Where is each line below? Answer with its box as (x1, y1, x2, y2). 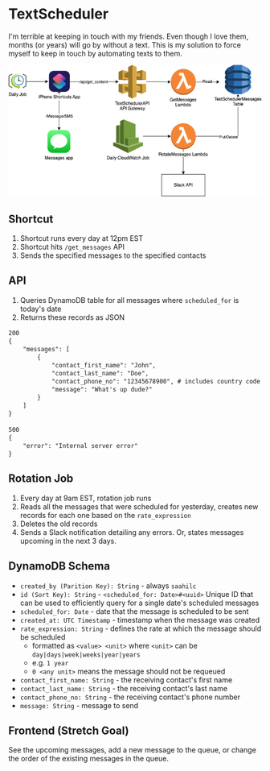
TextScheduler (8, 5, 109, 23)
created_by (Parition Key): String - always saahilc (19, 581, 197, 591)
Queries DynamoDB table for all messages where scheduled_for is (19, 295, 239, 305)
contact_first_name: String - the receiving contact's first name (19, 674, 233, 685)
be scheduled (19, 632, 66, 641)
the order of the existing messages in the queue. (8, 754, 170, 764)
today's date (19, 304, 62, 313)
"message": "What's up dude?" (51, 385, 153, 393)
